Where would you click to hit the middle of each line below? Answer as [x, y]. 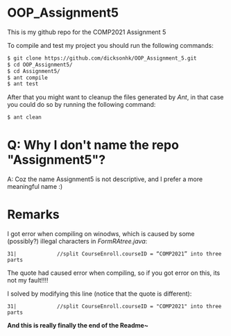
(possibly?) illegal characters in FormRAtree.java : [77, 242]
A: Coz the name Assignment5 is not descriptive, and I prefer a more [105, 179]
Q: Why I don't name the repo [93, 145]
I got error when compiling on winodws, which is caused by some [101, 234]
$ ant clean [24, 117]
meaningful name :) [35, 187]
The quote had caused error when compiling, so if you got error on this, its [114, 273]
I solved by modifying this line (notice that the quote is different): [100, 294]
